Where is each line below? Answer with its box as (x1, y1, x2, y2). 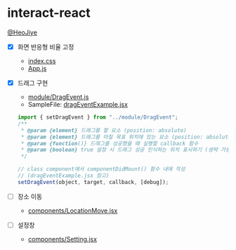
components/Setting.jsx (27, 235, 97, 243)
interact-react (7, 5, 91, 21)
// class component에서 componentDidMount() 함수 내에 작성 (17, 166, 185, 173)
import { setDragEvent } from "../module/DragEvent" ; (17, 114, 178, 121)
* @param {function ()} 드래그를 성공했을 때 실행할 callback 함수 (20, 140, 199, 147)
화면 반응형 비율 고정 (17, 42, 74, 51)
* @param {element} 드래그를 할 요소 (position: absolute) (20, 126, 188, 134)
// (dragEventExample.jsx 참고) (17, 172, 110, 180)
